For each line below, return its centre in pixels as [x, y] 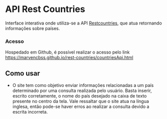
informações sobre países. [32, 28]
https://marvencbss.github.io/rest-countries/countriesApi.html [69, 57]
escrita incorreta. [30, 112]
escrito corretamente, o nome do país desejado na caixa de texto [79, 96]
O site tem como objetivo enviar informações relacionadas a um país [83, 85]
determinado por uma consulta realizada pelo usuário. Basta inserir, [82, 90]
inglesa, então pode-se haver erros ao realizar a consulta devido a [81, 106]
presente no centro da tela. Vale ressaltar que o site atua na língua [80, 101]
